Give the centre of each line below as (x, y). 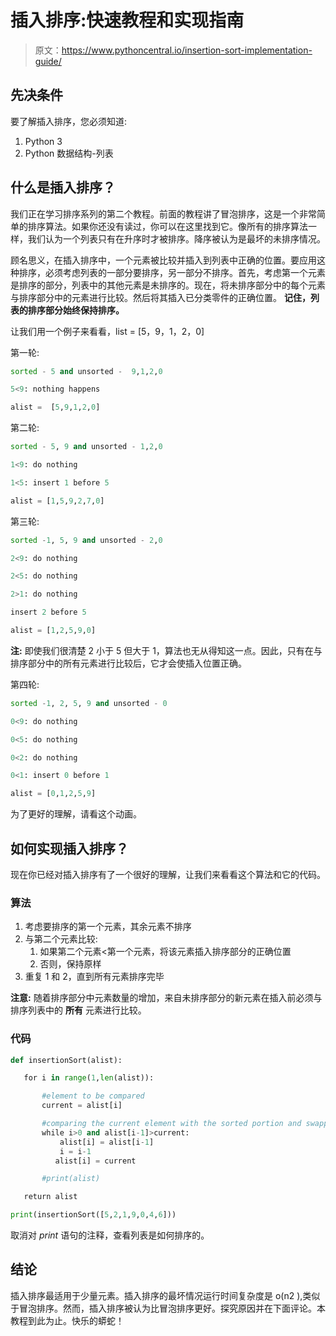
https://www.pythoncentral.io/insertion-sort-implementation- (187, 50)
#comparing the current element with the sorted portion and (171, 1124)
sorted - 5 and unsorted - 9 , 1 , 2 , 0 (86, 371)
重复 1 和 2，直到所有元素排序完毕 (94, 977)
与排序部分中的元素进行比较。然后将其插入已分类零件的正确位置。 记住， (160, 297)
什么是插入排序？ (63, 187)
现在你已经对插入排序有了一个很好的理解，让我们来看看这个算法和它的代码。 (168, 874)
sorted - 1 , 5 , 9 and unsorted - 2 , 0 (86, 540)
